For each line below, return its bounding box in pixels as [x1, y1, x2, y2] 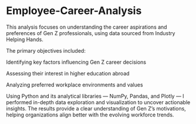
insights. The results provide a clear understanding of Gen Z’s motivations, [6, 105, 186, 112]
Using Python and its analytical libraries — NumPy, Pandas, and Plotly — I [6, 92, 184, 99]
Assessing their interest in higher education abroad [6, 70, 130, 77]
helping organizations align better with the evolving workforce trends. [6, 111, 174, 118]
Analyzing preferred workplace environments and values [6, 81, 143, 88]
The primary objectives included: [6, 47, 86, 54]
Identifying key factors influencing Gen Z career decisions [6, 58, 147, 66]
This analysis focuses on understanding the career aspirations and [6, 23, 167, 30]
